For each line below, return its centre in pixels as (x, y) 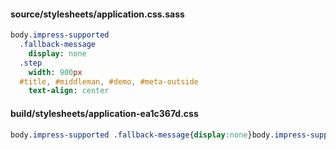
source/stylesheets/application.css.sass (97, 14)
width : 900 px (55, 72)
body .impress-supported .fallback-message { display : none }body (140, 135)
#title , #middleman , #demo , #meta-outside (109, 81)
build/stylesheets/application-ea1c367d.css (104, 113)
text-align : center (69, 91)
